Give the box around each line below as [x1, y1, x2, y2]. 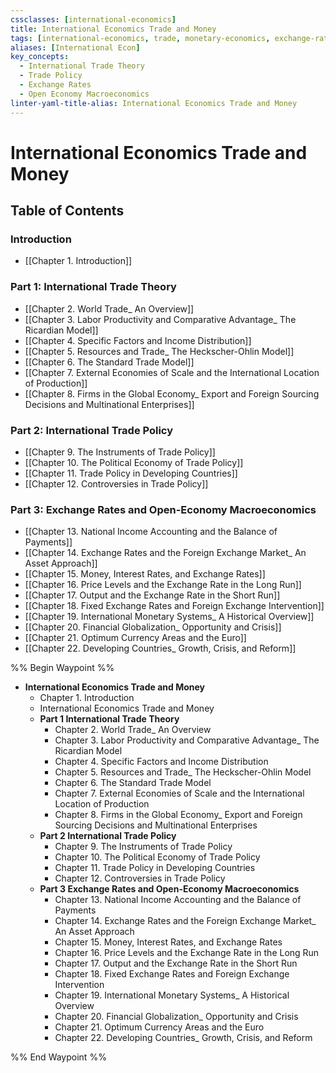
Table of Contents [10, 202, 125, 220]
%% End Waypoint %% [10, 1051, 107, 1063]
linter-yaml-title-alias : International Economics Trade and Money [10, 98, 298, 108]
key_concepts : [10, 52, 70, 62]
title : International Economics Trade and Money [10, 24, 217, 34]
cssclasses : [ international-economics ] [10, 14, 177, 25]
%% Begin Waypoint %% [10, 662, 115, 674]
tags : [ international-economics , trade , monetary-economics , [10, 33, 271, 43]
